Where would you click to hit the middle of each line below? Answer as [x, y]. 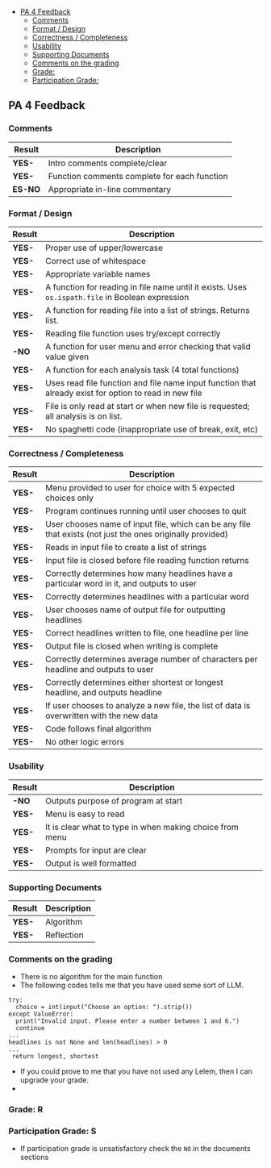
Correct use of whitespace [96, 261]
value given [67, 357]
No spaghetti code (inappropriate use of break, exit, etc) [152, 429]
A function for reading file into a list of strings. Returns [148, 310]
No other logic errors [85, 742]
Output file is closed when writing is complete [132, 646]
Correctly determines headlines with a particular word [147, 597]
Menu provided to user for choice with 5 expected [140, 488]
